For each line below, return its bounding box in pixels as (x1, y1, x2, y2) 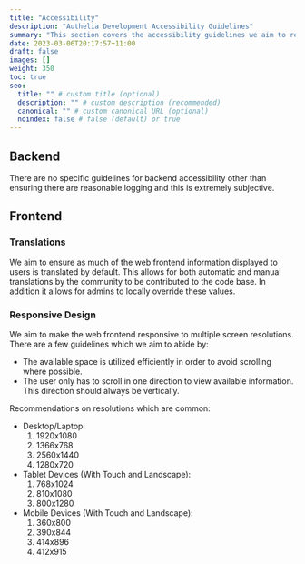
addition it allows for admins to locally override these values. (9, 286, 236, 297)
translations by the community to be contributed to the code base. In (9, 276, 266, 287)
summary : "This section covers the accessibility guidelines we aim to (9, 30, 286, 39)
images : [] (9, 55, 51, 65)
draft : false (9, 47, 59, 56)
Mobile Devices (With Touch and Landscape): (22, 507, 193, 519)
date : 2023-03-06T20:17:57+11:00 (9, 38, 136, 48)
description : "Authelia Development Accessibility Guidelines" (9, 22, 254, 31)
